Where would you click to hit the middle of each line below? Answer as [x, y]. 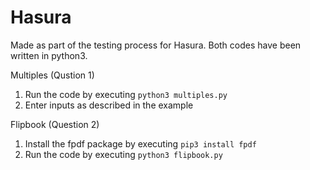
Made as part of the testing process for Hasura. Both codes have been [156, 45]
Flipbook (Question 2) [55, 124]
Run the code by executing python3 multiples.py [126, 94]
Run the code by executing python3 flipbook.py [123, 154]
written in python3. [49, 55]
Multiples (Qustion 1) [52, 75]
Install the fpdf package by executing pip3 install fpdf [140, 143]
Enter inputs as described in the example [109, 105]
